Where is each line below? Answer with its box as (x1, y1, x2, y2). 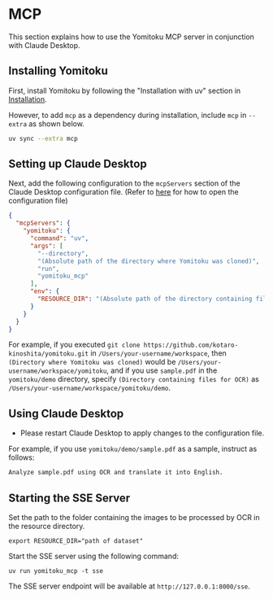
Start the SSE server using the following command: (8, 551, 179, 561)
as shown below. (28, 119, 85, 129)
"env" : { (29, 287, 60, 295)
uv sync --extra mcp (8, 134, 79, 142)
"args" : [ (29, 242, 63, 250)
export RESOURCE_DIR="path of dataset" (8, 536, 144, 545)
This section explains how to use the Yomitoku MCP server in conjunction (8, 32, 254, 42)
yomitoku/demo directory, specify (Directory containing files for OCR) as (8, 374, 260, 384)
